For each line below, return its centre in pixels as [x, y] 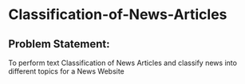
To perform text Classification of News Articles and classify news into [123, 63]
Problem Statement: [59, 44]
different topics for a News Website [67, 71]
